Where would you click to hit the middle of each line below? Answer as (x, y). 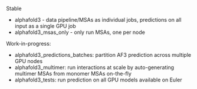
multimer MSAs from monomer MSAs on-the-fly (73, 73)
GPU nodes (29, 61)
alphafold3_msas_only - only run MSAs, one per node (80, 32)
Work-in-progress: (29, 44)
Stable (14, 8)
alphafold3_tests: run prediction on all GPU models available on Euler (98, 80)
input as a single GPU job (45, 26)
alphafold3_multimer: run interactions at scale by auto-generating (94, 67)
